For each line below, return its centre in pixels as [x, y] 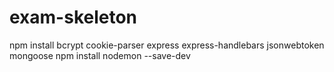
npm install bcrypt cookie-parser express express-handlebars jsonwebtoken [167, 45]
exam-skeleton [73, 17]
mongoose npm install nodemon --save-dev [100, 55]
